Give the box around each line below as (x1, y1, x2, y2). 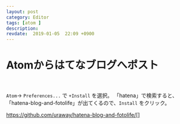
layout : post (6, 8, 39, 15)
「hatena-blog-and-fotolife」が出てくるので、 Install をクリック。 (6, 100, 170, 107)
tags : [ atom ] (6, 20, 42, 26)
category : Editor (6, 14, 49, 20)
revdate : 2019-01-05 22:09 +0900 (6, 31, 95, 37)
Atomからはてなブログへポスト (6, 58, 159, 72)
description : (6, 25, 39, 32)
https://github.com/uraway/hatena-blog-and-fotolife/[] (6, 111, 140, 119)
